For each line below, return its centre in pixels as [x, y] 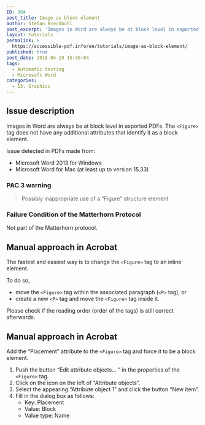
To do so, [18, 281]
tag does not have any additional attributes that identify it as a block [92, 132]
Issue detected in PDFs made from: [51, 150]
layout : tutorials [30, 35]
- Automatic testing [38, 69]
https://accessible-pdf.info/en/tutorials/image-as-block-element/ [100, 47]
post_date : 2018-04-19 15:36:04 [48, 58]
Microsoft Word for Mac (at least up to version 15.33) [82, 169]
